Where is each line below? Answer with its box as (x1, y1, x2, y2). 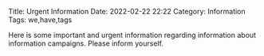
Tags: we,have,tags (8, 15, 73, 24)
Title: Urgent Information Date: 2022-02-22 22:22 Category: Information (8, 7, 246, 16)
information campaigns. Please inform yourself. (8, 39, 164, 48)
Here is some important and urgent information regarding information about (8, 31, 257, 39)
